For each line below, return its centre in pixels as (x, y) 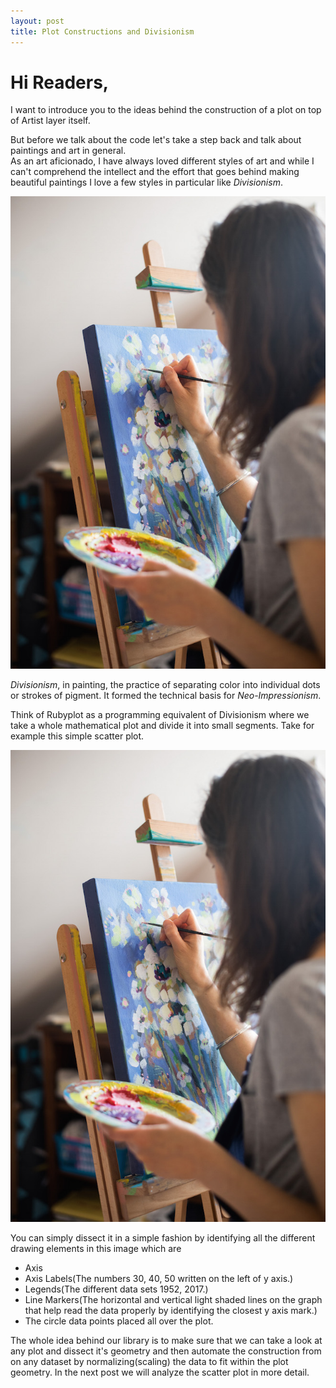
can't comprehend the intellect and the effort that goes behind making (155, 172)
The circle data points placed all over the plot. (119, 1321)
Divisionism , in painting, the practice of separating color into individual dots (165, 684)
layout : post (37, 21)
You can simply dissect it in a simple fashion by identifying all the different (163, 1237)
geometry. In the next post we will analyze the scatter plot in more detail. (160, 1372)
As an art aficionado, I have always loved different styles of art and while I (162, 161)
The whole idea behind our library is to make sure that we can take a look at (166, 1340)
